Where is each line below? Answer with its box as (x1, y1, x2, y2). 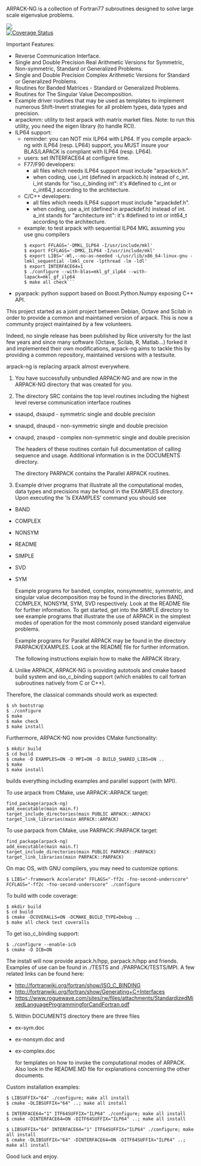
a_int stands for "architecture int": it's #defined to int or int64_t (32, 212, 187, 218)
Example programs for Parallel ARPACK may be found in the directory (14, 637, 186, 644)
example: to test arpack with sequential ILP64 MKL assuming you (23, 224, 185, 232)
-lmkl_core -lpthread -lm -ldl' (66, 258, 148, 264)
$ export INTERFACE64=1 (23, 263, 84, 269)
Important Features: (6, 41, 55, 47)
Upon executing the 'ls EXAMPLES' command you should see (14, 494, 167, 501)
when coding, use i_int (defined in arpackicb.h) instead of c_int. (32, 173, 190, 181)
